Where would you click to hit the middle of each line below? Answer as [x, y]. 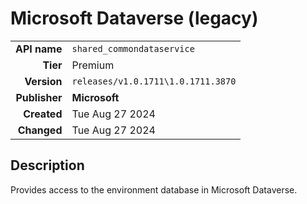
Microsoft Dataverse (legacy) [134, 18]
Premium [93, 65]
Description [47, 165]
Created [43, 114]
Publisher [39, 97]
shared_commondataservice [133, 48]
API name [39, 49]
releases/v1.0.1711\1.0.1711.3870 [154, 81]
